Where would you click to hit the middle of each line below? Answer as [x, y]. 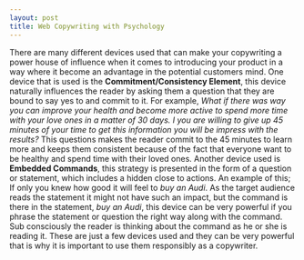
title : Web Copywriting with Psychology [87, 26]
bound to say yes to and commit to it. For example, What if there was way [148, 100]
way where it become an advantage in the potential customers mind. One [147, 71]
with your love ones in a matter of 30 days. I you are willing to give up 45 [147, 120]
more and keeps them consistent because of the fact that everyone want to [151, 149]
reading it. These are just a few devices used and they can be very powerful [152, 235]
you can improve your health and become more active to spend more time [149, 110]
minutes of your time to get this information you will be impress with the [144, 129]
